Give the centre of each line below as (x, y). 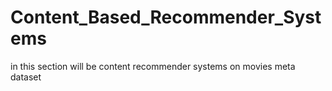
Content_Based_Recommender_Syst (166, 17)
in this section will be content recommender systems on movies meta (153, 66)
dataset (26, 77)
